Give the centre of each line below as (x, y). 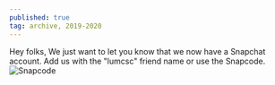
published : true (39, 17)
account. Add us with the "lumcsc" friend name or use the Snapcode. (137, 61)
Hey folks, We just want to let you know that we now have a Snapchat (137, 51)
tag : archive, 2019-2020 (56, 26)
